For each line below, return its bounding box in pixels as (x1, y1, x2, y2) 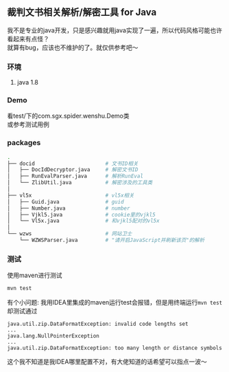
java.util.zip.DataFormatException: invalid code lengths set (7, 320, 189, 328)
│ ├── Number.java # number (7, 205, 130, 212)
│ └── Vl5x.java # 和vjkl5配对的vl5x (7, 217, 160, 225)
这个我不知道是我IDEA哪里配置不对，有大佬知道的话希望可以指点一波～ (7, 358, 207, 366)
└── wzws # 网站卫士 (7, 230, 132, 237)
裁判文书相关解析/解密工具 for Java (7, 6, 157, 19)
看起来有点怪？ (7, 34, 49, 43)
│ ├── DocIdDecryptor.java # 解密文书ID (7, 166, 138, 173)
